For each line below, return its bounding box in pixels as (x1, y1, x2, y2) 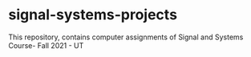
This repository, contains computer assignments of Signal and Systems (8, 32, 244, 42)
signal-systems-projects (8, 6, 178, 24)
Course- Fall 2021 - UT (8, 40, 84, 50)
